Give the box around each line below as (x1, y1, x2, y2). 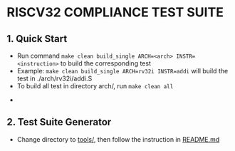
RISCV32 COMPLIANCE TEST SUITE (6, 4, 224, 21)
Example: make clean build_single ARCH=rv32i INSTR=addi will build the (16, 67, 229, 75)
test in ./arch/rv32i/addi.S (16, 74, 93, 83)
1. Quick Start (6, 33, 68, 45)
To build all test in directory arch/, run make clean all (16, 82, 174, 90)
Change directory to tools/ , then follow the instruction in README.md (16, 135, 220, 143)
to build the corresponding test (60, 59, 151, 68)
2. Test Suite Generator (6, 116, 112, 128)
